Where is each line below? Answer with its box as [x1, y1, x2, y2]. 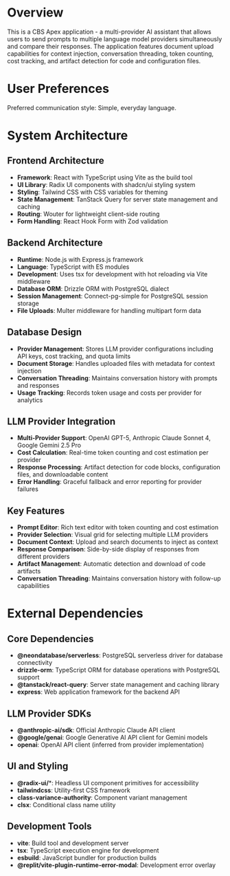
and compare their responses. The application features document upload [7, 42, 214, 50]
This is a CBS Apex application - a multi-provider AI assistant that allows [7, 28, 211, 36]
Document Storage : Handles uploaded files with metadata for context [16, 359, 215, 367]
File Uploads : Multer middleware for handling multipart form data [16, 306, 201, 314]
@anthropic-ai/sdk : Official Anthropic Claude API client [16, 725, 176, 734]
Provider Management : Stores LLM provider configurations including [16, 344, 214, 353]
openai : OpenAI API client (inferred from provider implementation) [16, 741, 205, 749]
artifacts [16, 567, 41, 576]
